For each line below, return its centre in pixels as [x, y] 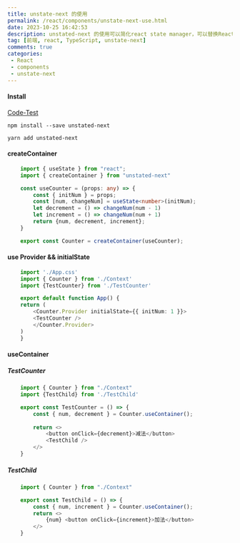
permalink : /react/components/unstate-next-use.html [87, 21]
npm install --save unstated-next [59, 126]
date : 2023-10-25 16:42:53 [47, 27]
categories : [25, 54]
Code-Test [23, 112]
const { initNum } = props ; [75, 195]
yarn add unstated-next [43, 138]
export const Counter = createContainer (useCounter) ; [102, 241]
